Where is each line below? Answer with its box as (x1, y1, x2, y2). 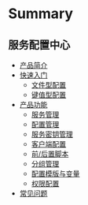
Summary (8, 5, 73, 23)
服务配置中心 (8, 38, 71, 51)
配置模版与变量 (31, 169, 80, 178)
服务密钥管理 (31, 129, 73, 139)
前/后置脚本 (31, 149, 69, 158)
